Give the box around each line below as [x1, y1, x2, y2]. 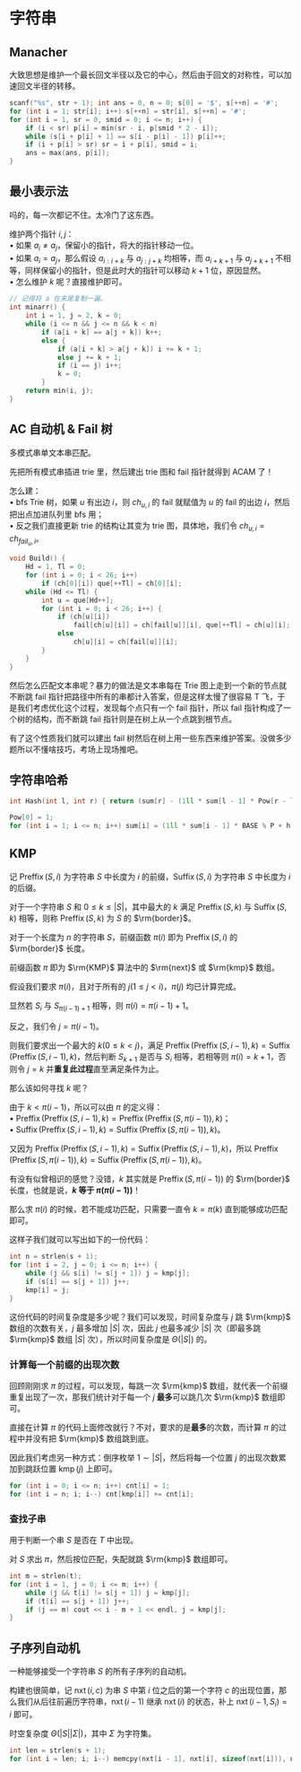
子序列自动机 [9, 1640, 81, 1655]
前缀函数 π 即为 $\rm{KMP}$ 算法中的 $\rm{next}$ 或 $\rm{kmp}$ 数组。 [9, 962, 280, 973]
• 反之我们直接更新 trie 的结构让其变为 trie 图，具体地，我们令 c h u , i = [9, 520, 265, 534]
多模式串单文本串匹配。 [9, 447, 96, 458]
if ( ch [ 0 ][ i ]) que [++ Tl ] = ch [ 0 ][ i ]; [41, 579, 183, 588]
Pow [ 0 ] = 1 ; [9, 813, 54, 822]
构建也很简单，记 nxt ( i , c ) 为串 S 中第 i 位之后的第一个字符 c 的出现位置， [9, 1685, 279, 1696]
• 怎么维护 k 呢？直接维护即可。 [9, 276, 127, 287]
